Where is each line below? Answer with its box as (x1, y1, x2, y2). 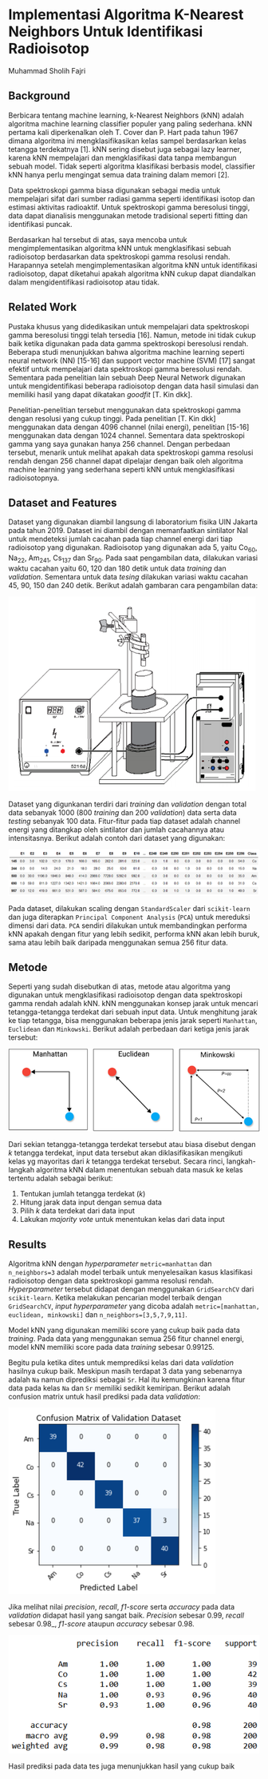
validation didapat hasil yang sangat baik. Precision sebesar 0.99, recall (8, 1610, 245, 1620)
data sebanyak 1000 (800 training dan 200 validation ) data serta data (8, 807, 237, 817)
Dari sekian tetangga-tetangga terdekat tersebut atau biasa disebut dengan (8, 1140, 257, 1149)
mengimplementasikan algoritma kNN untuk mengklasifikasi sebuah (8, 243, 231, 253)
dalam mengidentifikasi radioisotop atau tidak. (8, 277, 160, 287)
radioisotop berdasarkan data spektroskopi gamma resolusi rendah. (8, 252, 231, 261)
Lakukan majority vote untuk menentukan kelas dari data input (19, 1215, 225, 1224)
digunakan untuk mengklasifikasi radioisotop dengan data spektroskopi (8, 990, 243, 1000)
